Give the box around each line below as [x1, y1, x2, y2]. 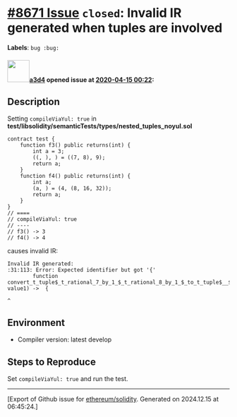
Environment [7, 316, 66, 329]
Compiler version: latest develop [17, 335, 112, 344]
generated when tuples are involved [7, 20, 223, 36]
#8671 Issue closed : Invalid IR [7, 5, 182, 21]
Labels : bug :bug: [7, 43, 60, 52]
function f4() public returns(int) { [20, 173, 131, 180]
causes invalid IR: [7, 247, 59, 255]
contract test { [7, 135, 55, 143]
